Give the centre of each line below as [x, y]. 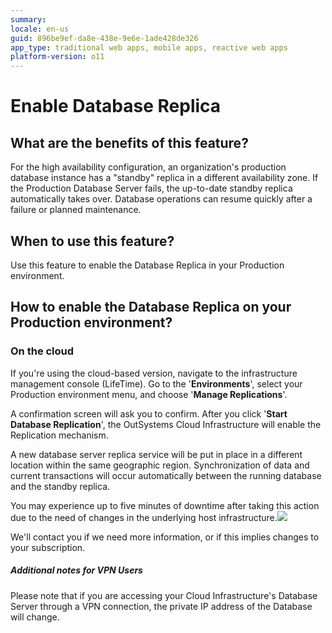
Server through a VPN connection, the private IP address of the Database [161, 606]
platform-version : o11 [57, 57]
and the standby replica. [60, 486]
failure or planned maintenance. [76, 210]
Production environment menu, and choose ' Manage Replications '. [149, 394]
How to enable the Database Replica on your [151, 307]
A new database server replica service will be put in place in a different [156, 454]
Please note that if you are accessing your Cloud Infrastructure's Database [164, 595]
